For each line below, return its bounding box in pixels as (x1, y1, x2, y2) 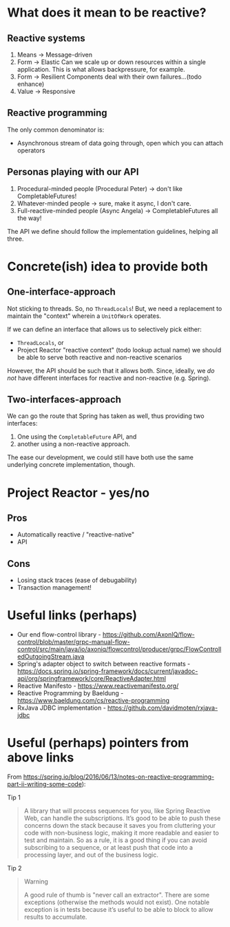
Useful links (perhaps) (7, 608, 138, 624)
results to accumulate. (23, 913, 87, 921)
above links (7, 750, 74, 766)
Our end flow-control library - (17, 630, 101, 639)
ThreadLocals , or (17, 338, 64, 346)
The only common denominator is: (7, 126, 105, 134)
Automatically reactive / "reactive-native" (17, 530, 135, 539)
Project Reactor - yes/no (7, 485, 150, 501)
